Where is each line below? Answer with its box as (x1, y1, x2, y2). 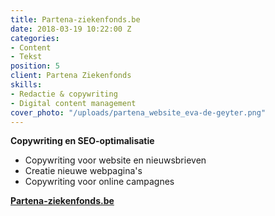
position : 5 (10, 61, 60, 71)
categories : (10, 33, 60, 43)
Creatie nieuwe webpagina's (24, 165, 143, 177)
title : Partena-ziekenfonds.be (10, 14, 141, 25)
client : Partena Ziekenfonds (10, 71, 132, 81)
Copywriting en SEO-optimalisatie (10, 135, 155, 147)
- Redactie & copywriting (10, 89, 118, 99)
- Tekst (10, 52, 43, 62)
